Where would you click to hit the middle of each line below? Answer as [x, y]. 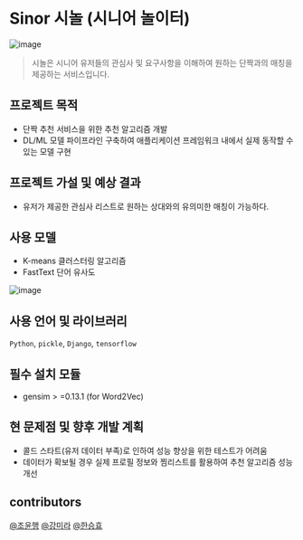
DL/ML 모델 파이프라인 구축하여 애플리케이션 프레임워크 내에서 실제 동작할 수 [158, 140]
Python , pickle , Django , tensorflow [73, 344]
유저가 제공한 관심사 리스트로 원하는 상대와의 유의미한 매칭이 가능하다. [146, 206]
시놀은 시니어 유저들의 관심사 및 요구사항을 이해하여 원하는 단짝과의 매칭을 [162, 62]
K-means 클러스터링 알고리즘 [74, 261]
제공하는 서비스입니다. [71, 74]
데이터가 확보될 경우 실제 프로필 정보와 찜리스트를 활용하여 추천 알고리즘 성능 [158, 461]
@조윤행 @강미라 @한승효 [56, 525]
